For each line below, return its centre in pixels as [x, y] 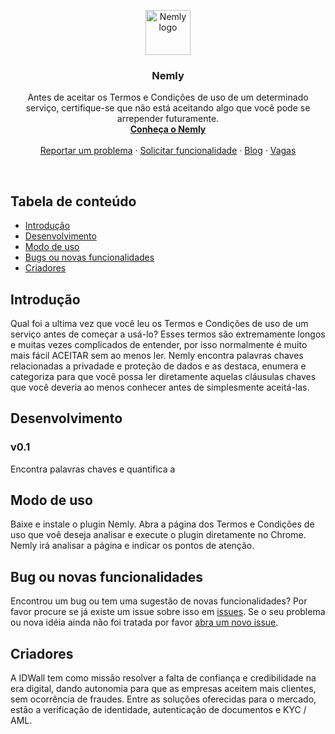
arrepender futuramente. [168, 119]
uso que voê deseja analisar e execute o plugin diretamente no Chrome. [158, 535]
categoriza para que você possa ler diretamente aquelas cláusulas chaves [163, 376]
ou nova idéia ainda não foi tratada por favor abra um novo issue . [144, 622]
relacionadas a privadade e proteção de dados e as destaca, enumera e [158, 366]
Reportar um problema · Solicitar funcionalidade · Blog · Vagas [168, 151]
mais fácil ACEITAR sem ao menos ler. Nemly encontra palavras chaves [157, 355]
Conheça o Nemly [168, 129]
